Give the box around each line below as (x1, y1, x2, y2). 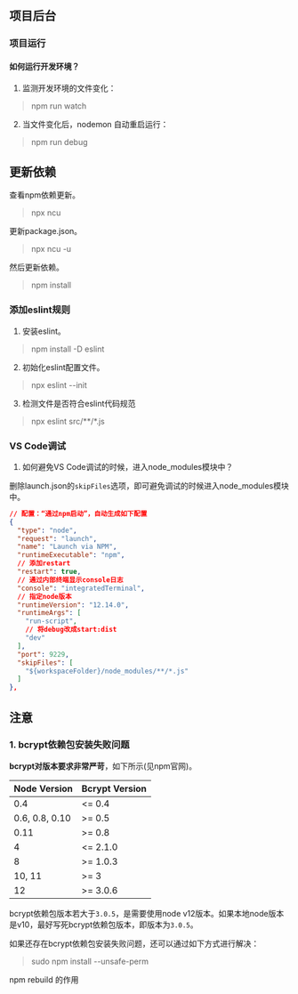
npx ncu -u (30, 244, 72, 255)
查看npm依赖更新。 (9, 190, 81, 200)
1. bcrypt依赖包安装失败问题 (9, 739, 131, 751)
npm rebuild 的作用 (9, 974, 79, 985)
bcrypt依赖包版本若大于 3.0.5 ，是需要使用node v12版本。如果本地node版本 (9, 908, 285, 918)
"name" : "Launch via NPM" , (17, 542, 117, 552)
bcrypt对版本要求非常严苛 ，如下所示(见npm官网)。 (9, 760, 197, 772)
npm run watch (30, 101, 87, 111)
